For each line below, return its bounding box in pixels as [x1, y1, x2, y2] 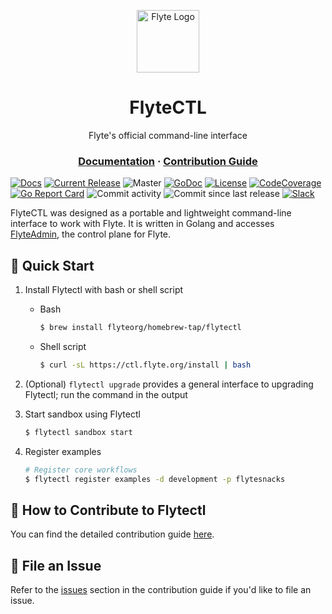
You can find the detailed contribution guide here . [10, 528, 215, 540]
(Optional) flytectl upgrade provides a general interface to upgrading [24, 378, 314, 390]
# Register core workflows [24, 465, 138, 475]
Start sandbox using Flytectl [24, 408, 141, 420]
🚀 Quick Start [10, 257, 95, 274]
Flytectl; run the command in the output [24, 388, 188, 400]
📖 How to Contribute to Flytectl [10, 501, 207, 519]
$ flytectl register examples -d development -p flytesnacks [24, 474, 286, 484]
